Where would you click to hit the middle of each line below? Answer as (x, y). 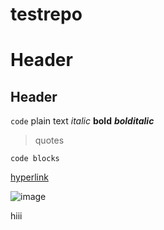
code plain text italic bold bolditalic (82, 121)
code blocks (35, 159)
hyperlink (29, 177)
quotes (49, 140)
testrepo (46, 14)
